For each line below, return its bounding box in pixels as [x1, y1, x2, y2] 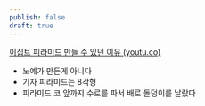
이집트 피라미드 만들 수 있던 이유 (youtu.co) [9, 46, 161, 57]
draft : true [9, 21, 53, 30]
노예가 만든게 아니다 [21, 65, 92, 76]
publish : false [9, 12, 66, 22]
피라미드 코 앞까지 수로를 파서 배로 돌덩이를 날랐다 [21, 87, 196, 98]
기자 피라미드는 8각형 [21, 76, 97, 87]
